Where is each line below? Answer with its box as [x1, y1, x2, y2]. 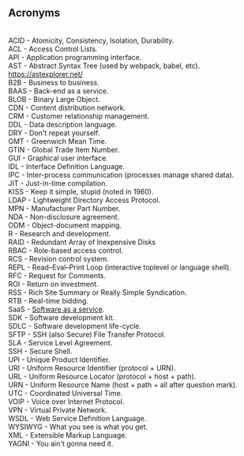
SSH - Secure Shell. [8, 346, 73, 356]
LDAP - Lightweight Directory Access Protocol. [8, 195, 160, 205]
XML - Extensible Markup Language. [8, 430, 128, 439]
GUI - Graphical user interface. [8, 153, 108, 163]
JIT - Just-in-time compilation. [8, 178, 108, 188]
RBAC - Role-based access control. [8, 245, 124, 255]
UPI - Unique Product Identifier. [8, 355, 111, 364]
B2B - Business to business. [8, 77, 100, 87]
